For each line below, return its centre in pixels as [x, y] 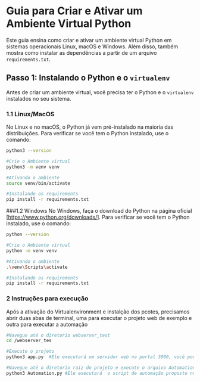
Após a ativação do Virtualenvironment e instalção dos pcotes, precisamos [98, 312]
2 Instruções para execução [47, 299]
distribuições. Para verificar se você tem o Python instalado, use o [87, 133]
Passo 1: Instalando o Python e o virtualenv [88, 78]
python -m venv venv [32, 251]
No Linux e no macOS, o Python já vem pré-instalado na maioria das [90, 127]
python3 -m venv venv [33, 167]
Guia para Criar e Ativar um [74, 11]
